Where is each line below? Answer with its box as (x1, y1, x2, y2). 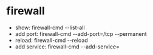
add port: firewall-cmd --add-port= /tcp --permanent (15, 30, 147, 37)
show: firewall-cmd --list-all (15, 24, 85, 31)
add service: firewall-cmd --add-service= (15, 43, 120, 50)
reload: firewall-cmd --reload (15, 36, 88, 44)
